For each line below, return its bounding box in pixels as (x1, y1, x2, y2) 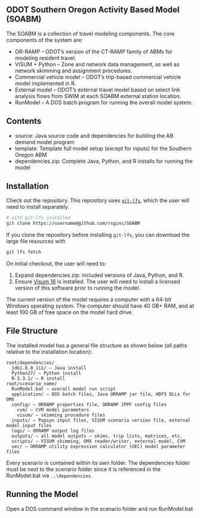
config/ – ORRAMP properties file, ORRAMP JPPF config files (11, 401, 167, 407)
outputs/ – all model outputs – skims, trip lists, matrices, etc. (11, 433, 183, 439)
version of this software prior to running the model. (14, 284, 140, 292)
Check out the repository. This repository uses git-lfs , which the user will (6, 197, 190, 204)
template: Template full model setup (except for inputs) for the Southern (14, 145, 192, 152)
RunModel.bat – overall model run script (11, 386, 116, 392)
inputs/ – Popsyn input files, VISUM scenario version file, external (11, 417, 191, 423)
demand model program (14, 138, 75, 145)
